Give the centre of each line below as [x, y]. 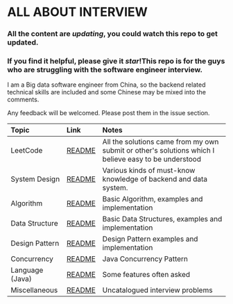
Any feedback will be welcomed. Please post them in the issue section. [109, 113]
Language [27, 270]
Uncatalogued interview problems [157, 290]
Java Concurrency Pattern [145, 259]
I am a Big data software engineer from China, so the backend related [106, 85]
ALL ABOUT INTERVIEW [77, 12]
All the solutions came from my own [161, 142]
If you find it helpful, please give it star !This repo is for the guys [116, 61]
